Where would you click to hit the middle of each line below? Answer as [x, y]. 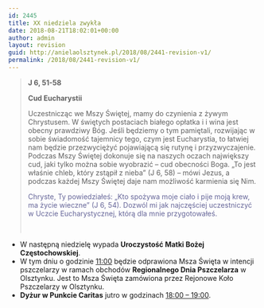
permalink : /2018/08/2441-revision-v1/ [74, 60]
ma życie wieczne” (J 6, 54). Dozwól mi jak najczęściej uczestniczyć [140, 205]
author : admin [32, 38]
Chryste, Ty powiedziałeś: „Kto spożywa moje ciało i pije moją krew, [139, 197]
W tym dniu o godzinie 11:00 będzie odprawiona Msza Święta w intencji [137, 261]
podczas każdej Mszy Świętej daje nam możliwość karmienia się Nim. [142, 181]
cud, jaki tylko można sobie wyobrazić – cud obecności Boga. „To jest [142, 164]
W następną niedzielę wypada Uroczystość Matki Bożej [112, 244]
